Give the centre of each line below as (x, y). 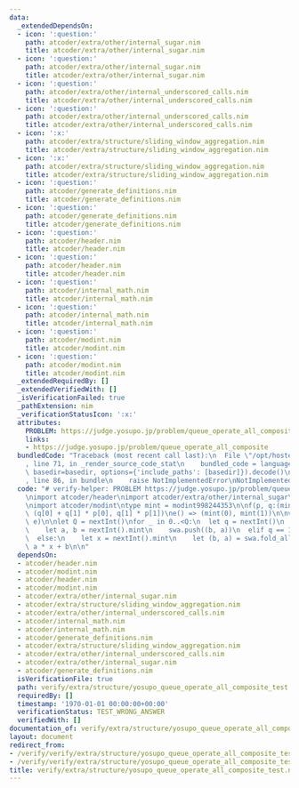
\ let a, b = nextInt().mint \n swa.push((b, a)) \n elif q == (155, 530)
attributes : (40, 422)
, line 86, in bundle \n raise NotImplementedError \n (131, 480)
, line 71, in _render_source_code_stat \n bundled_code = (141, 464)
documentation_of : (43, 729)
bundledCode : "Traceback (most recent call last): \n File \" (135, 456)
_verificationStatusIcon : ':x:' (77, 414)
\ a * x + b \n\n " (57, 547)
